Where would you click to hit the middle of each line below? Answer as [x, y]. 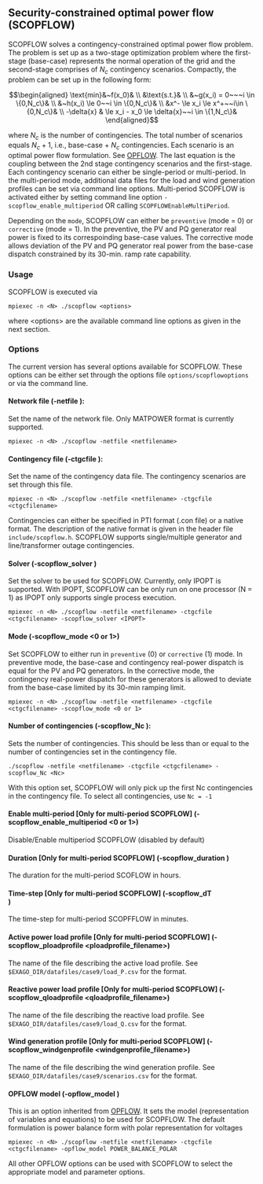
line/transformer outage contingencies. [71, 546]
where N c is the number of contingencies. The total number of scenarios [126, 136]
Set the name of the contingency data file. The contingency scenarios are [127, 476]
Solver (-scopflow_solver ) [52, 563]
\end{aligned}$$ [132, 120]
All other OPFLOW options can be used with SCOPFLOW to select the [121, 1164]
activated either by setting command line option [85, 197]
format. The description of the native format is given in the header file [121, 529]
